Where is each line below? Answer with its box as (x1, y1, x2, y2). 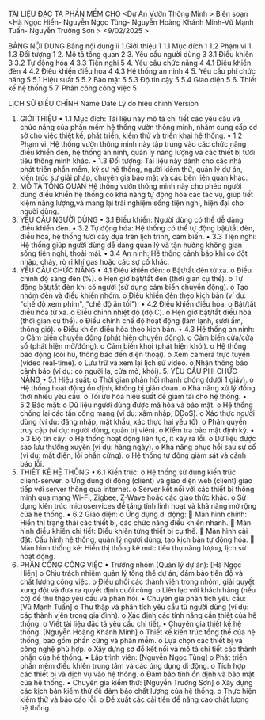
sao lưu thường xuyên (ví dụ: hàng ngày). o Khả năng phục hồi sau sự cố (19, 442, 256, 451)
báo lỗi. (19, 459, 44, 468)
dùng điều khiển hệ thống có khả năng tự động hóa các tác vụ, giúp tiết (19, 190, 253, 199)
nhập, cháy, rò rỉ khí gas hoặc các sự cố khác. (19, 257, 170, 266)
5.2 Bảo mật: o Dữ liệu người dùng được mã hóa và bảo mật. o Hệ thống (19, 400, 253, 410)
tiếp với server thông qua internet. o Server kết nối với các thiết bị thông (19, 485, 255, 493)
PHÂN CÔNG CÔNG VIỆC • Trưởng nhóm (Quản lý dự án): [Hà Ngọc (19, 560, 242, 570)
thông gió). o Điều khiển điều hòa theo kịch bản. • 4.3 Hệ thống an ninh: (19, 325, 255, 333)
